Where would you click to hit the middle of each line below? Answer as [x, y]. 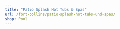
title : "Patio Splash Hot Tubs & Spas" [46, 10]
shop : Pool [16, 19]
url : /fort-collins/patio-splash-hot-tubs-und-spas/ [60, 14]
